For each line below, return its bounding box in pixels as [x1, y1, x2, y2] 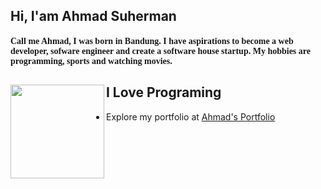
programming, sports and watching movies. [10, 55, 173, 66]
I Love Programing [106, 84, 222, 101]
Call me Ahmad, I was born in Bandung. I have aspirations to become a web [10, 35, 294, 46]
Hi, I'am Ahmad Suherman [10, 8, 177, 25]
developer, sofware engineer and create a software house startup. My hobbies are [10, 45, 311, 56]
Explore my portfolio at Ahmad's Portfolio [106, 110, 276, 123]
